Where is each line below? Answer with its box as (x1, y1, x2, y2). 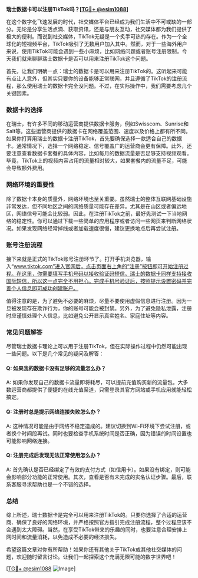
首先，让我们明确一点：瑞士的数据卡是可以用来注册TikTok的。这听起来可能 (6, 68, 187, 74)
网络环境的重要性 (6, 181, 55, 189)
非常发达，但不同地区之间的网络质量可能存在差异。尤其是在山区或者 (6, 203, 171, 210)
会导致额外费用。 (6, 164, 48, 171)
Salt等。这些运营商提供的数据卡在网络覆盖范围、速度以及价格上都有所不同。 (6, 128, 192, 135)
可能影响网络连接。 (6, 437, 53, 444)
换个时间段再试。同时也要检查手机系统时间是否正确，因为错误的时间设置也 (11, 430, 192, 437)
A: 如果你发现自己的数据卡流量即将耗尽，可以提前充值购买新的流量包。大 (6, 379, 183, 386)
